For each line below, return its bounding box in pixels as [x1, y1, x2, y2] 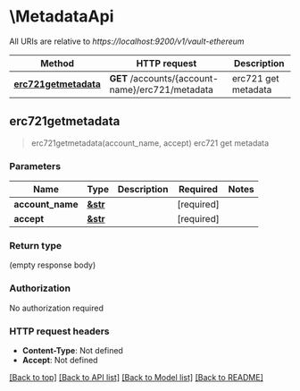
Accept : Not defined [21, 354, 98, 365]
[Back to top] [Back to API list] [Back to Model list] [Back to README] [9, 371, 263, 382]
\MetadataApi [9, 6, 114, 27]
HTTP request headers [9, 325, 110, 337]
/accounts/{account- [129, 72, 219, 84]
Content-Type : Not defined [21, 344, 123, 355]
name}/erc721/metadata [109, 83, 214, 96]
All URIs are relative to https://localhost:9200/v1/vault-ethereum [9, 36, 245, 47]
